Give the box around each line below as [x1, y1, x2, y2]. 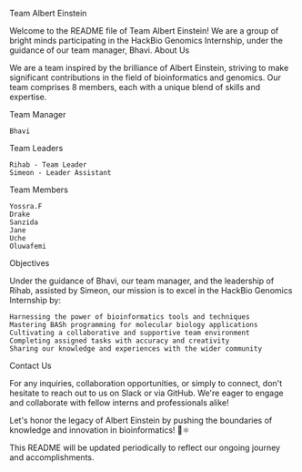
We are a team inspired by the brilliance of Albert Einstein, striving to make [9, 63, 289, 73]
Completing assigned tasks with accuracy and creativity [9, 336, 230, 345]
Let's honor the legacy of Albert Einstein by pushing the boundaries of [9, 415, 273, 426]
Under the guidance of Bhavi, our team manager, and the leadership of [9, 275, 275, 286]
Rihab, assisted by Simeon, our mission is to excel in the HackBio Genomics [9, 285, 293, 295]
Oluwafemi [9, 241, 47, 251]
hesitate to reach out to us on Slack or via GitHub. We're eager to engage [9, 387, 284, 398]
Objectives [9, 258, 50, 268]
